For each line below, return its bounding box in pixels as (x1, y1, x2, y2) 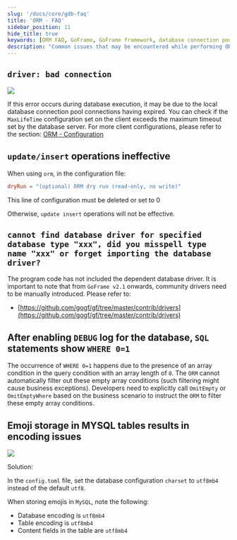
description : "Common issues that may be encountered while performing (7, 43, 222, 50)
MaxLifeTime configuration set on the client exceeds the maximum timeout (7, 115, 222, 123)
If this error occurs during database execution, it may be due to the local (7, 100, 217, 108)
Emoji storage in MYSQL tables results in (7, 419, 190, 432)
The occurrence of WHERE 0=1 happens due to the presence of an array (7, 362, 213, 370)
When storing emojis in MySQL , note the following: (7, 497, 150, 506)
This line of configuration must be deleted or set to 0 (7, 195, 161, 204)
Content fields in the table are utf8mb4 (17, 526, 128, 534)
